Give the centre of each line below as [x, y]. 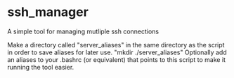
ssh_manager [48, 12]
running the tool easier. [41, 67]
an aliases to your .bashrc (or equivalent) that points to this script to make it [117, 59]
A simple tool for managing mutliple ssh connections [83, 31]
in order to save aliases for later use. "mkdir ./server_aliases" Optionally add [117, 52]
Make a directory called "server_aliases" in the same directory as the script [116, 45]
